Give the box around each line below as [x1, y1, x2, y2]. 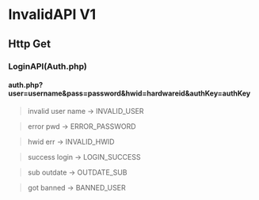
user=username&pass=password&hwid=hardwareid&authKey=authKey [8, 89, 251, 98]
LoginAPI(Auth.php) [8, 61, 87, 72]
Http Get [8, 37, 51, 51]
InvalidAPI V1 [8, 6, 97, 24]
